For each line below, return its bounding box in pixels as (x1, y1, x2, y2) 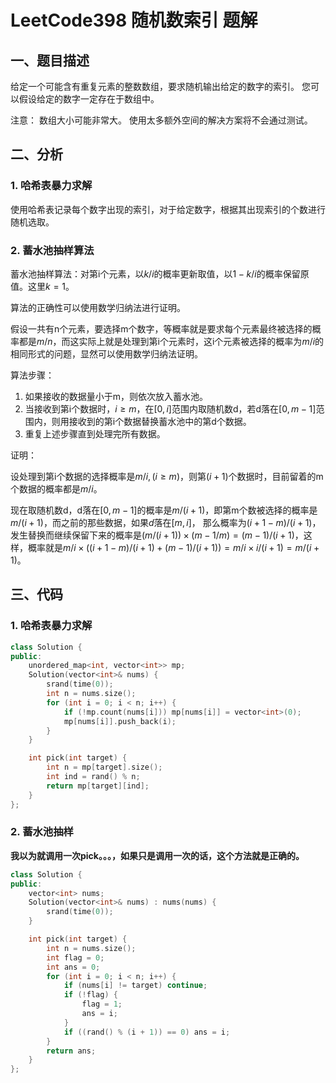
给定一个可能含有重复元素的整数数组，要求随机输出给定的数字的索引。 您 (10, 81, 311, 92)
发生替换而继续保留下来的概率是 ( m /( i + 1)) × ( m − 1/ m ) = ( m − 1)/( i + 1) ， (10, 529, 304, 541)
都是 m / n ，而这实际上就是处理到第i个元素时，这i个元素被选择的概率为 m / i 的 (18, 335, 325, 347)
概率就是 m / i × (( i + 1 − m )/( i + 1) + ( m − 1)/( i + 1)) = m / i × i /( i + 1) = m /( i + (27, 541, 320, 553)
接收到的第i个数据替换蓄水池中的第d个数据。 (68, 415, 252, 427)
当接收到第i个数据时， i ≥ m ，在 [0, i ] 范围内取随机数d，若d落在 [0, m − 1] (24, 402, 317, 415)
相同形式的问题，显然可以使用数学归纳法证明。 (10, 347, 203, 360)
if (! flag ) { (63, 990, 118, 1000)
